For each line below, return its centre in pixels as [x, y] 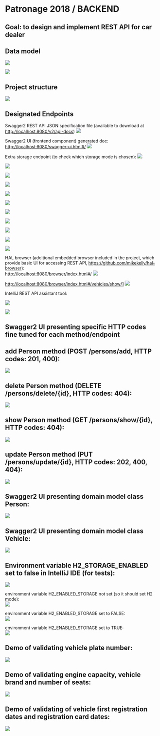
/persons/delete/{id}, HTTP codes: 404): [69, 393]
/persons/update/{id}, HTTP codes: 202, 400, [76, 462]
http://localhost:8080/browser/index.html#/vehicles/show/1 [64, 284]
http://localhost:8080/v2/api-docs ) [40, 132]
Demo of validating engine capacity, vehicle [73, 675]
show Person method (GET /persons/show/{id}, [79, 420]
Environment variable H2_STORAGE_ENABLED [77, 565]
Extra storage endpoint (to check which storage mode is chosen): [71, 157]
